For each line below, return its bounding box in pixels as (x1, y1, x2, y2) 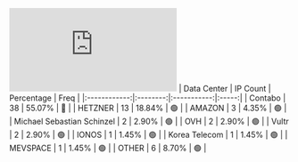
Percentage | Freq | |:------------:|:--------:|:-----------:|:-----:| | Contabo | (9, 93, 286, 103)
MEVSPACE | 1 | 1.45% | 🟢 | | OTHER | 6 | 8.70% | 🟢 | (9, 142, 207, 153)
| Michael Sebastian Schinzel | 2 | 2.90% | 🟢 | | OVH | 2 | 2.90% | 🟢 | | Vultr (9, 116, 290, 126)
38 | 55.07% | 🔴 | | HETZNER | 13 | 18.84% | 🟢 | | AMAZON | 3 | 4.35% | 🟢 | (9, 102, 287, 113)
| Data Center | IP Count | (178, 84, 271, 93)
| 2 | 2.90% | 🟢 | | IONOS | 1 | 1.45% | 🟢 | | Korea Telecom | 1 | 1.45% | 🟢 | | (9, 129, 288, 140)
